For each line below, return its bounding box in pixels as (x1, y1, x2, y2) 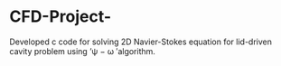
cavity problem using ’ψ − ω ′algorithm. (9, 45, 156, 56)
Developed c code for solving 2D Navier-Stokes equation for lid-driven (9, 36, 273, 47)
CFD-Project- (9, 6, 112, 27)
